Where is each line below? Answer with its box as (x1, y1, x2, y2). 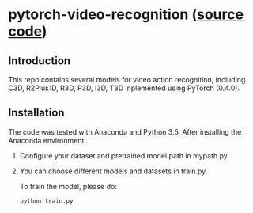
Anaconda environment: (8, 135, 87, 145)
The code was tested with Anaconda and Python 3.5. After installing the (8, 127, 242, 136)
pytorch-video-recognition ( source (8, 6, 244, 24)
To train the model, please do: (19, 181, 117, 191)
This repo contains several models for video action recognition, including (8, 75, 246, 84)
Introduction (8, 54, 71, 67)
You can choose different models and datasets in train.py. (19, 166, 208, 176)
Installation (8, 106, 65, 120)
